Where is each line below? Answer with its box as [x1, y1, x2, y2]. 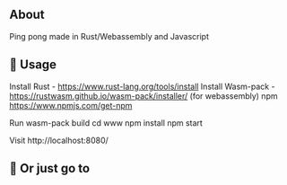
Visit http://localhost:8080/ [9, 135, 109, 145]
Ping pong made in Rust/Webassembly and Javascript [9, 31, 209, 41]
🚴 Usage [9, 57, 57, 73]
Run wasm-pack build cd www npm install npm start [9, 117, 204, 128]
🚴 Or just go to [9, 161, 91, 176]
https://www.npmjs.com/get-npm [9, 100, 133, 110]
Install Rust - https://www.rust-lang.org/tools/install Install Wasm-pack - [9, 81, 275, 92]
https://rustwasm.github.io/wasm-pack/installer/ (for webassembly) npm [9, 90, 278, 101]
